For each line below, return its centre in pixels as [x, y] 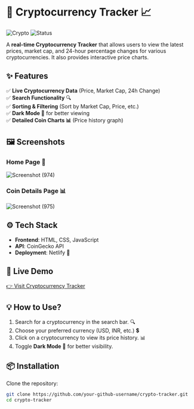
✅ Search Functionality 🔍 [39, 98]
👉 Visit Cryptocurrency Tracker [46, 286]
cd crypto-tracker [29, 400]
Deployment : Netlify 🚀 [42, 252]
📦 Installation [33, 366]
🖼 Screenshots [36, 142]
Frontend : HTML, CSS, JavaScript [57, 240]
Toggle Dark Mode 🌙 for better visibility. [64, 347]
